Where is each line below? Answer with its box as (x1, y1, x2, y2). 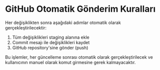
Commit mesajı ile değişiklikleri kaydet (12, 39, 90, 45)
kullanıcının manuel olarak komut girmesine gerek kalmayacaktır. (5, 59, 136, 65)
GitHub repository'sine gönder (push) (12, 45, 89, 50)
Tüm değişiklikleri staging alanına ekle (12, 34, 90, 40)
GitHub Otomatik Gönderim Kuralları (5, 3, 156, 15)
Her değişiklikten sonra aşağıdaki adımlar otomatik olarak (5, 20, 121, 25)
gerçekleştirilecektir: (5, 24, 47, 30)
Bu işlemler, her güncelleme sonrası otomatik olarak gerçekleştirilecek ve (5, 54, 153, 60)
